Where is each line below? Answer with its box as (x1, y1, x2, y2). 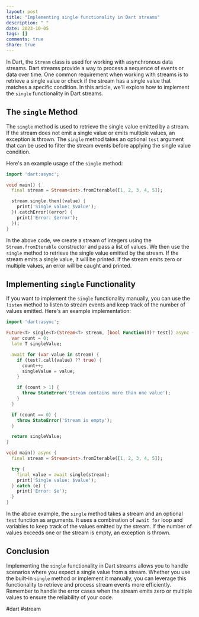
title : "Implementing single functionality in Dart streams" (6, 14, 161, 20)
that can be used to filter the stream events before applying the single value (6, 142, 191, 149)
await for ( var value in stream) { (11, 352, 99, 358)
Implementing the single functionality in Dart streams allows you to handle (6, 562, 188, 569)
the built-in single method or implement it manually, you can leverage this (6, 575, 187, 582)
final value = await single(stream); (17, 471, 110, 478)
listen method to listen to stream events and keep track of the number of (6, 301, 185, 308)
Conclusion (6, 546, 50, 556)
